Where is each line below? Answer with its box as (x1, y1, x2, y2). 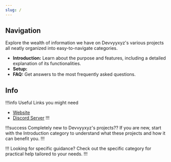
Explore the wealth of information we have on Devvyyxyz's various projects (5, 40, 164, 46)
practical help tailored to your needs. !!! (5, 151, 88, 157)
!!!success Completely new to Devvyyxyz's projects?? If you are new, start (5, 125, 162, 131)
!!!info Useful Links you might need (5, 100, 79, 106)
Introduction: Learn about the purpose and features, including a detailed (12, 55, 166, 61)
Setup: (12, 66, 28, 72)
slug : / (5, 7, 22, 13)
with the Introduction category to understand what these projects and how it (5, 130, 166, 137)
